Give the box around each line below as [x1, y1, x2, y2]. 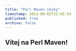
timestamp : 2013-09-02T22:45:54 [5, 12, 71, 16]
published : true [5, 16, 38, 21]
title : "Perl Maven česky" [5, 7, 60, 12]
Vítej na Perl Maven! [5, 38, 68, 46]
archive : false [5, 20, 36, 25]
